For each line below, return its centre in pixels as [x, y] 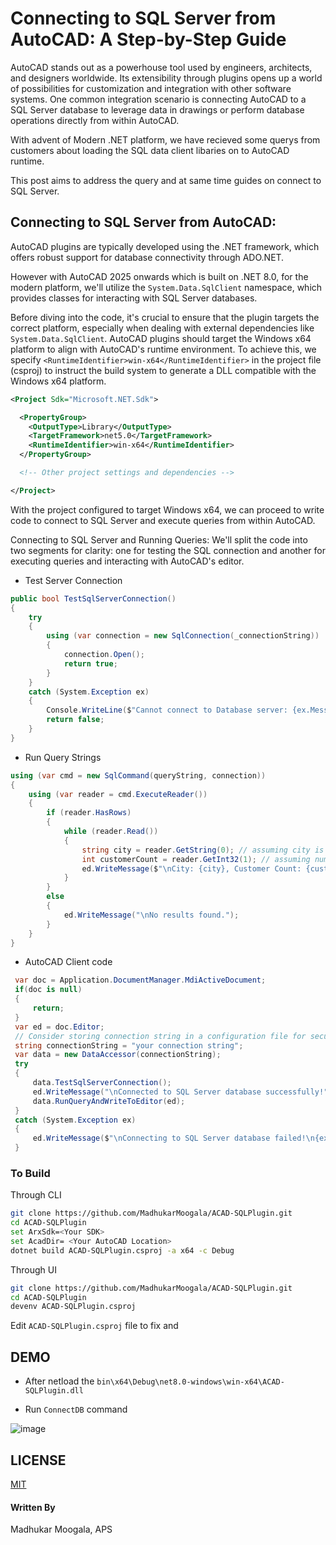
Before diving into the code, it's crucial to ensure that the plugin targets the [165, 317]
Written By [33, 1507]
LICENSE [38, 1460]
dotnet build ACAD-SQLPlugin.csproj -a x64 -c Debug [122, 1250]
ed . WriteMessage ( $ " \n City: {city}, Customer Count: [191, 868]
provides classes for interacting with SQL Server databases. [134, 298]
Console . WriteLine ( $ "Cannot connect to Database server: [167, 710]
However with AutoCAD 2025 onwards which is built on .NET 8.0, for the [159, 276]
